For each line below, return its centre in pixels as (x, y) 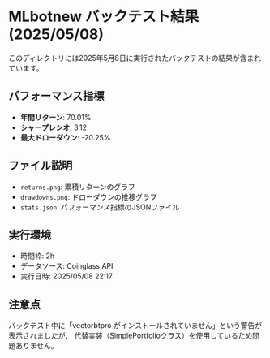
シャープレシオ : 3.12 (54, 127)
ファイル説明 (41, 166)
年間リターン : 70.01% (56, 117)
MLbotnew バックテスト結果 (104, 17)
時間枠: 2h (37, 256)
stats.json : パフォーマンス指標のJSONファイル (100, 207)
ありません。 (36, 346)
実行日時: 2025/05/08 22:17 (66, 276)
